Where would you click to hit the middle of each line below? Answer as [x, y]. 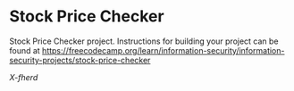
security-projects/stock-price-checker [80, 60]
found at [25, 50]
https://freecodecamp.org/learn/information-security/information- [163, 50]
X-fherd [24, 77]
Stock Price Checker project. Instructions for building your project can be [144, 41]
